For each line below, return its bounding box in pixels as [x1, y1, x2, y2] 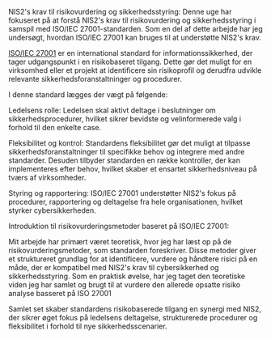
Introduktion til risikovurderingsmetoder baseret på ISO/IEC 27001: [8, 222, 229, 231]
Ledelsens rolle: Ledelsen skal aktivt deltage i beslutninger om [8, 105, 216, 115]
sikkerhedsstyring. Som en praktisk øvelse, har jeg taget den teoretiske [8, 271, 245, 281]
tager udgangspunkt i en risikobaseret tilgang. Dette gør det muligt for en [8, 57, 252, 66]
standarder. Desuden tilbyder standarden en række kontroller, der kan [8, 155, 241, 165]
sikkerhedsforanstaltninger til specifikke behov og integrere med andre [8, 147, 245, 156]
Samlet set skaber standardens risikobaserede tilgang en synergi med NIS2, [8, 304, 261, 314]
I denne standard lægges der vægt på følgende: [8, 90, 168, 100]
